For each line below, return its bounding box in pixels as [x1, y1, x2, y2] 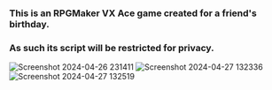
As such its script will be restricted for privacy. [9, 41, 214, 54]
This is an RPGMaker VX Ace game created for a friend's [9, 7, 257, 19]
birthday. [9, 18, 51, 30]
